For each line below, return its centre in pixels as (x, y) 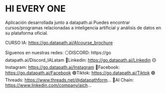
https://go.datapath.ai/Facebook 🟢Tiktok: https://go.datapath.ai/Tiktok (78, 73)
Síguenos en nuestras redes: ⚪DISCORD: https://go (58, 52)
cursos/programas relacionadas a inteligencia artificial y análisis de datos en (83, 27)
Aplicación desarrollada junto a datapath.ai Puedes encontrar (68, 22)
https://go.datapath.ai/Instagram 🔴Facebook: (74, 67)
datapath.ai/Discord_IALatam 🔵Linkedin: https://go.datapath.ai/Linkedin (78, 60)
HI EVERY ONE (35, 9)
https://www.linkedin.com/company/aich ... (48, 85)
